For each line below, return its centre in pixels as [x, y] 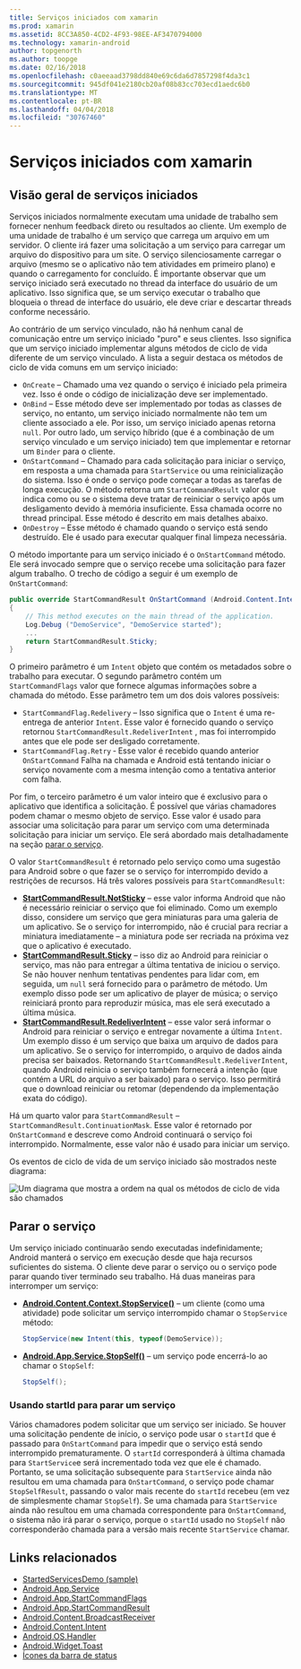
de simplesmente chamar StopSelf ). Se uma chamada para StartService [143, 1501]
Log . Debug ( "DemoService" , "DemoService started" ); [124, 624]
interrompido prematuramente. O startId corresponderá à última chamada [147, 1453]
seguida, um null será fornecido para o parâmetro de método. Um [145, 984]
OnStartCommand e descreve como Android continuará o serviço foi [131, 1134]
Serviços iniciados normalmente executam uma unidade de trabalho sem [144, 217]
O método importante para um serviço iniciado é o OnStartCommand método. [148, 555]
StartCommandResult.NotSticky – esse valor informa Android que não [154, 899]
